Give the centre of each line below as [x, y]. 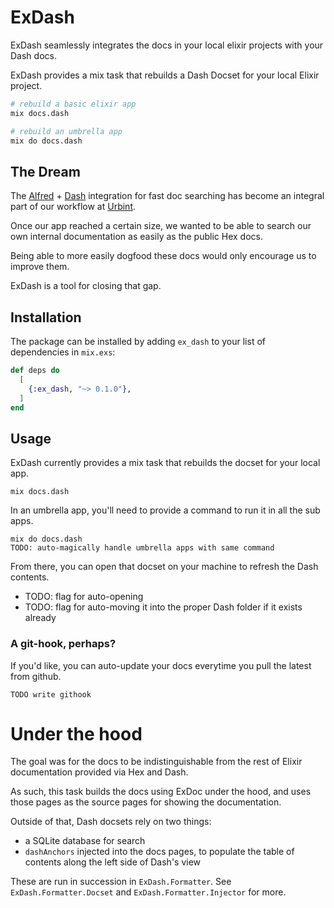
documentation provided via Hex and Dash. [99, 772]
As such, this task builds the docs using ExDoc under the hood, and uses [161, 792]
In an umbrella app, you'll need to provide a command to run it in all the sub [165, 510]
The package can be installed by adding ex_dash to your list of [138, 342]
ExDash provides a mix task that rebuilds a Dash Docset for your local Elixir [165, 75]
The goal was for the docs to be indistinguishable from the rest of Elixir [156, 762]
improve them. [40, 267]
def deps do [35, 371]
